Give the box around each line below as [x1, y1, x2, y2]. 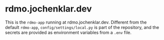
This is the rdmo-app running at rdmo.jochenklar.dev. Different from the [5, 19, 147, 25]
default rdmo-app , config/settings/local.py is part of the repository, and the [5, 24, 159, 30]
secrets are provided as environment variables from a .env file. [5, 29, 132, 35]
